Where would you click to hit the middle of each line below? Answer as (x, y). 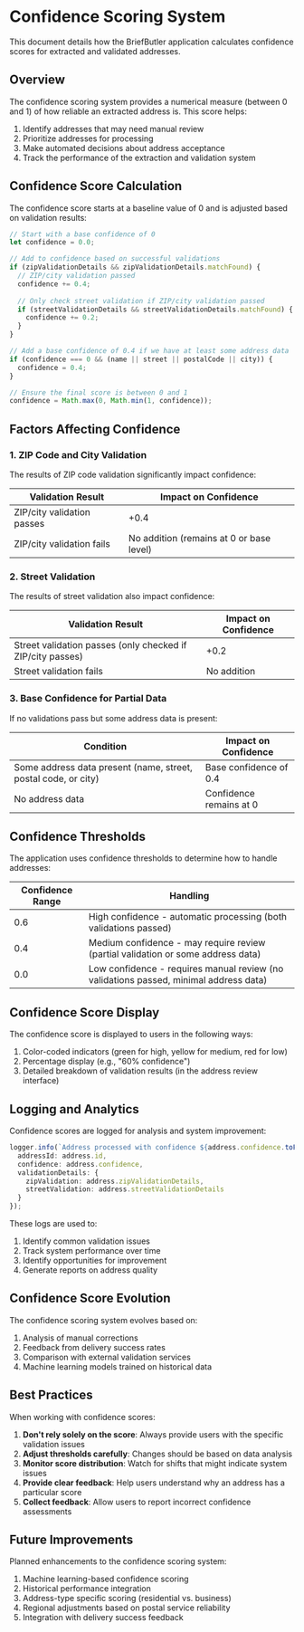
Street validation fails (59, 672)
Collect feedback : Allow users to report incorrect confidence (137, 1502)
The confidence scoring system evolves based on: (104, 1320)
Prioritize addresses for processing (88, 138)
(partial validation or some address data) (175, 954)
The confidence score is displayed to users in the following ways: (131, 1035)
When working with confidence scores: (82, 1417)
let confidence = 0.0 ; (52, 243)
